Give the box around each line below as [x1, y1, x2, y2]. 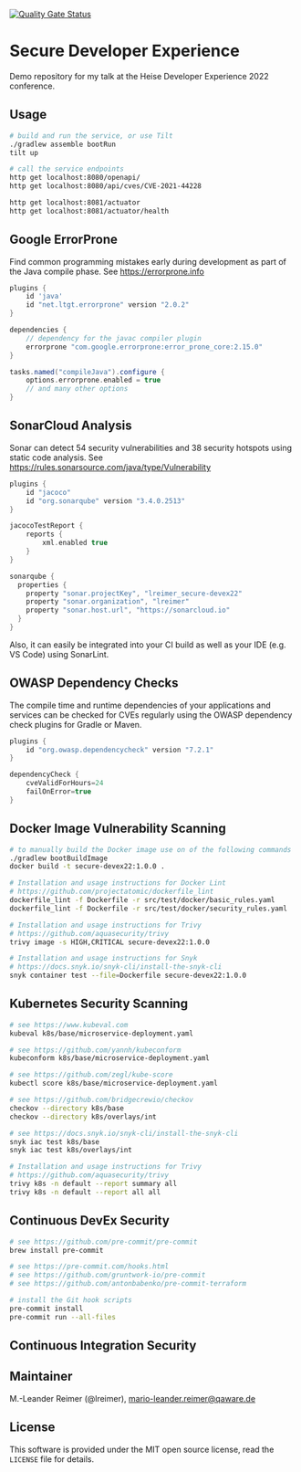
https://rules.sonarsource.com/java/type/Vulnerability [9, 461, 212, 472]
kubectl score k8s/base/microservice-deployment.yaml [9, 1078, 219, 1088]
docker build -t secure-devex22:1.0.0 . [9, 862, 166, 871]
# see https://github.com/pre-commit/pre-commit [9, 1237, 198, 1246]
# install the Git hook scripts [9, 1296, 132, 1305]
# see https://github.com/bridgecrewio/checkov [9, 1096, 194, 1105]
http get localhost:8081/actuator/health [9, 206, 170, 216]
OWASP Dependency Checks [9, 676, 179, 691]
